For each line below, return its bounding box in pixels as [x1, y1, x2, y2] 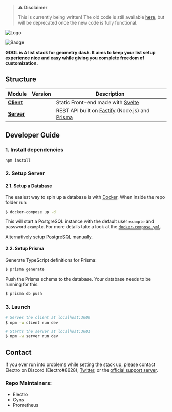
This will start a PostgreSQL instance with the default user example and [5, 218, 155, 224]
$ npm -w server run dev [5, 334, 58, 339]
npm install [5, 158, 31, 163]
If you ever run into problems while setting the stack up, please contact [5, 361, 156, 368]
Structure [5, 75, 37, 84]
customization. [5, 60, 38, 66]
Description [95, 90, 125, 97]
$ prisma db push [5, 291, 42, 296]
